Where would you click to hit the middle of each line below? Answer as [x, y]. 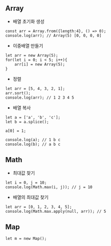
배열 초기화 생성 [28, 21]
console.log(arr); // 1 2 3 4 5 [40, 97]
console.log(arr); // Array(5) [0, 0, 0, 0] [53, 35]
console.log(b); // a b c [33, 144]
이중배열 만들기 [28, 46]
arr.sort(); [18, 93]
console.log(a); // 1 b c [33, 140]
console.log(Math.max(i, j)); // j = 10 [49, 187]
